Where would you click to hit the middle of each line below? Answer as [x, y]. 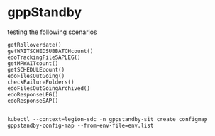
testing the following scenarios [52, 32]
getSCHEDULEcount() [36, 69]
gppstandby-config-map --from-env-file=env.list [81, 125]
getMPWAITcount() [33, 63]
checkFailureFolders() [41, 82]
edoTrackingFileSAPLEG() [44, 57]
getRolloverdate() [34, 45]
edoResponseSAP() [33, 101]
